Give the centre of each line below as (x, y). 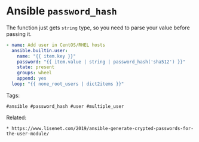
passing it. (19, 34)
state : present (36, 67)
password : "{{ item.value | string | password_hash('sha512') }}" (101, 62)
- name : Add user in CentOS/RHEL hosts (56, 45)
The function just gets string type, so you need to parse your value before (98, 28)
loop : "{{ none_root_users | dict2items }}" (68, 84)
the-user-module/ (28, 134)
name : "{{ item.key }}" (47, 56)
